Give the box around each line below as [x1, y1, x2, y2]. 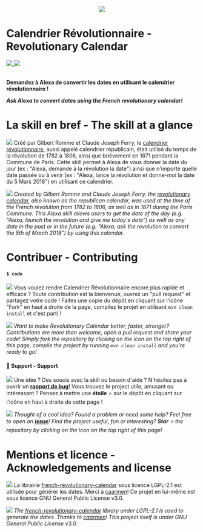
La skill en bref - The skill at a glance [6, 119, 193, 132]
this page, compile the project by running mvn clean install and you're [6, 342, 185, 349]
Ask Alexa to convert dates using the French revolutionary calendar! [6, 97, 183, 104]
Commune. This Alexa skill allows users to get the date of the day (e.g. [6, 210, 183, 217]
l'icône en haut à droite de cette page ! [6, 398, 103, 406]
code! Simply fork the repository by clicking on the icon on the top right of [6, 335, 191, 343]
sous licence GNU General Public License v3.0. [6, 494, 124, 502]
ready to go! [6, 348, 37, 356]
